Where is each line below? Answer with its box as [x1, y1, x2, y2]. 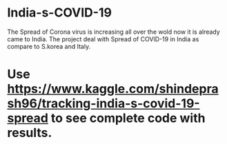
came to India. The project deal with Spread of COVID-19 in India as [7, 34, 199, 43]
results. [7, 125, 52, 141]
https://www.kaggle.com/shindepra [7, 81, 219, 97]
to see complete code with [50, 110, 206, 126]
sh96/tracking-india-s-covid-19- [7, 96, 200, 112]
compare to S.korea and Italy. [7, 42, 91, 50]
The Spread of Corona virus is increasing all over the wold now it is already [7, 28, 221, 36]
